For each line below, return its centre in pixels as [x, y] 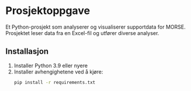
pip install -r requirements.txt [55, 82]
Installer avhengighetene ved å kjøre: [58, 72]
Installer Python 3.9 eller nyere [51, 65]
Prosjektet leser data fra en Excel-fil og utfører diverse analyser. [82, 33]
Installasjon [27, 52]
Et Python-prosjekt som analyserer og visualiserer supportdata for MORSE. [95, 27]
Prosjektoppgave [48, 11]
